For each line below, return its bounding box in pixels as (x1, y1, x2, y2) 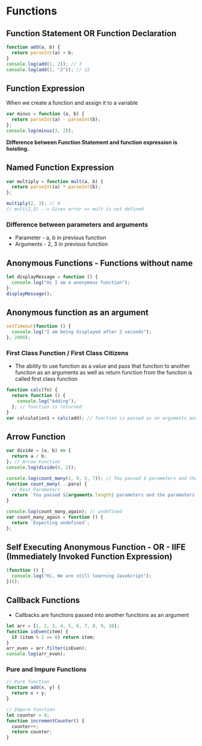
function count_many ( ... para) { (6, 481, 87, 487)
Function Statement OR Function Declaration (6, 28, 177, 39)
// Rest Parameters (11, 486, 61, 492)
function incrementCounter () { (6, 718, 85, 724)
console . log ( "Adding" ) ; (17, 398, 77, 404)
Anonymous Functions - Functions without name (6, 258, 193, 268)
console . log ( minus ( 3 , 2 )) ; (6, 128, 74, 134)
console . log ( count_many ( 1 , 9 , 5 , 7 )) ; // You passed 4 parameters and (6, 475, 187, 481)
